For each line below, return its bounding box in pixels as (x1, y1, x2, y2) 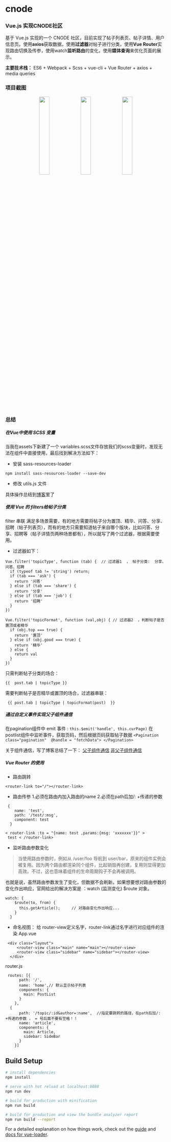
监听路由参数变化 (12, 844, 49, 851)
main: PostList (23, 992, 56, 997)
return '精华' (14, 642, 43, 648)
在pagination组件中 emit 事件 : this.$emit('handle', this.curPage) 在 (5, 725, 153, 731)
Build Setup (5, 1056, 43, 1065)
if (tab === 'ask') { (10, 573, 56, 578)
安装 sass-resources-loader (12, 460, 71, 467)
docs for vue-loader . (5, 1131, 48, 1137)
